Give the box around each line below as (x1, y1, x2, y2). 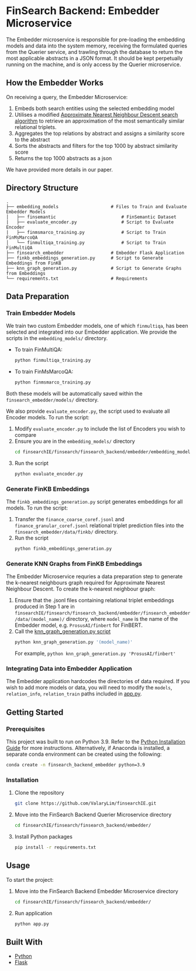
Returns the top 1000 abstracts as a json (14, 154, 112, 162)
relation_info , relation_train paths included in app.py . (6, 690, 142, 697)
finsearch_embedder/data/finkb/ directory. (14, 528, 118, 535)
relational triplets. (14, 123, 57, 130)
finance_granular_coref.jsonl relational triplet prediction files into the (14, 522, 184, 529)
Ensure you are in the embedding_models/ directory (14, 438, 136, 444)
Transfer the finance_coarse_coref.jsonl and (14, 516, 125, 523)
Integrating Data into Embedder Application (6, 664, 133, 673)
